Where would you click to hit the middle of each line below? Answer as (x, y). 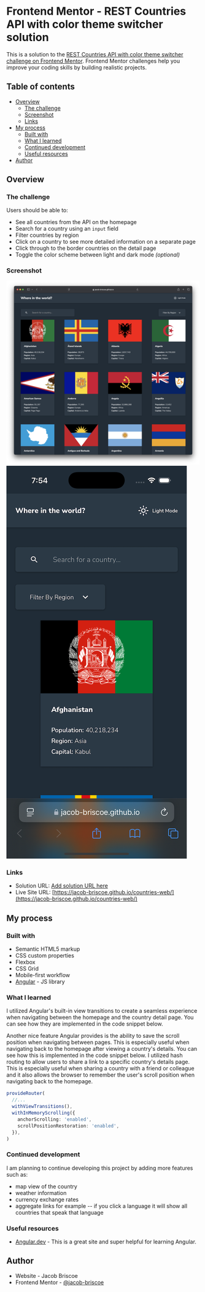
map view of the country (46, 1186)
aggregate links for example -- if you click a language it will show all (101, 1206)
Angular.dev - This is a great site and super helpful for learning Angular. (106, 1242)
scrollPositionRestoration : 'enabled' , (68, 1126)
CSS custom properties (45, 956)
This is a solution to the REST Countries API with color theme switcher (95, 54)
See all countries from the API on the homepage (76, 222)
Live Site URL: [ (35, 892)
